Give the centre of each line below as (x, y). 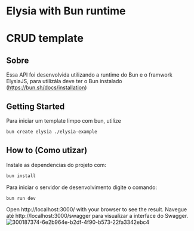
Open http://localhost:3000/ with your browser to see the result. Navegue (97, 209)
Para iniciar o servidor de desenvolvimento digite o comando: (81, 187)
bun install (21, 176)
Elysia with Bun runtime (66, 11)
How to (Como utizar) (47, 151)
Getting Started (36, 106)
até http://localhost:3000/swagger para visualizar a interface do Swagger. (97, 216)
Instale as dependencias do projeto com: (56, 165)
